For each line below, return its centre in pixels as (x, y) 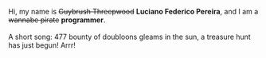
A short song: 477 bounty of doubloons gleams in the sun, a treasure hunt (129, 37)
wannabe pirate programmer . (57, 20)
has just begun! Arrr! (42, 45)
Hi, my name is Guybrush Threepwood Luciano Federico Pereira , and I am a (133, 12)
